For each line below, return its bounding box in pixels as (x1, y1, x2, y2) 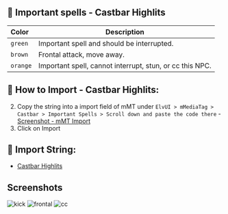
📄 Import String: (7, 144, 77, 156)
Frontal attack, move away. (38, 49, 125, 59)
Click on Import (16, 124, 61, 132)
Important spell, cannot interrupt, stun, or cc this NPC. (38, 61, 212, 70)
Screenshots (7, 182, 63, 193)
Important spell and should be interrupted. (38, 38, 174, 48)
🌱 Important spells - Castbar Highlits (7, 7, 166, 18)
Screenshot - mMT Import (16, 117, 91, 125)
